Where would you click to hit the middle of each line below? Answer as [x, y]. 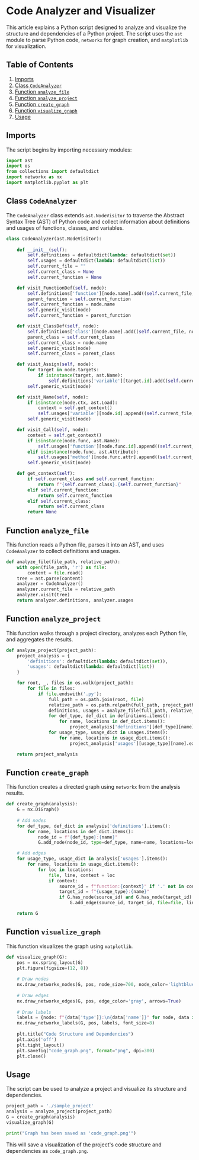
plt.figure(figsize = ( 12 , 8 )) [53, 968]
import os [18, 166]
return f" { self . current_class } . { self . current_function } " [110, 484]
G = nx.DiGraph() [38, 809]
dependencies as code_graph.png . [47, 1151]
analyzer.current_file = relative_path [66, 589]
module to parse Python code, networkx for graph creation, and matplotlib [97, 40]
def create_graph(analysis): [42, 804]
